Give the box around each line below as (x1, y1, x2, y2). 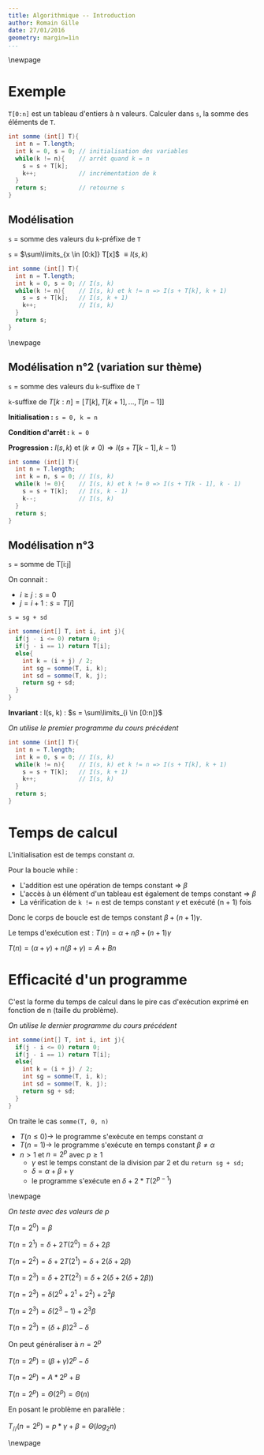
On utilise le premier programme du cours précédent (8, 723, 179, 733)
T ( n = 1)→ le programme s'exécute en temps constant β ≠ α (19, 1140, 215, 1149)
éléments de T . (8, 118, 57, 127)
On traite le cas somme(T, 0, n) (8, 1116, 109, 1126)
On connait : (8, 575, 48, 584)
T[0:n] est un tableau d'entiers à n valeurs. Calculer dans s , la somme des (8, 109, 249, 118)
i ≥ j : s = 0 (19, 590, 57, 600)
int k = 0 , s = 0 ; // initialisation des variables (15, 147, 189, 155)
